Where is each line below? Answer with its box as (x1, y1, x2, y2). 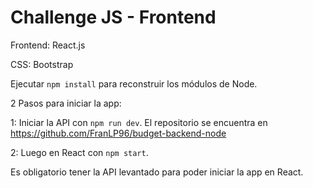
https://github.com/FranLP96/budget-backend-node (10, 127, 227, 139)
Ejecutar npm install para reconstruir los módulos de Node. (10, 77, 258, 90)
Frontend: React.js (10, 39, 86, 51)
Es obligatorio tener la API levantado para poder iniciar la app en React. (10, 166, 304, 178)
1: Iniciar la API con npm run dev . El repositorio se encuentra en (10, 116, 268, 128)
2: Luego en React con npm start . (10, 146, 149, 158)
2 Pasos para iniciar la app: (10, 97, 122, 109)
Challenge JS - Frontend (10, 6, 217, 29)
